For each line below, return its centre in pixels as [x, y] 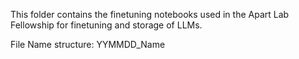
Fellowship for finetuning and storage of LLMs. [106, 25]
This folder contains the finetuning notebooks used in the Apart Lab [150, 14]
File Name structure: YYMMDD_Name [88, 44]
